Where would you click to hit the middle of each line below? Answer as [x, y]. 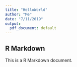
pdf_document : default [33, 28]
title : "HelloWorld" [27, 10]
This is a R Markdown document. [39, 60]
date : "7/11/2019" [24, 19]
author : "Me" [19, 14]
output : [13, 24]
